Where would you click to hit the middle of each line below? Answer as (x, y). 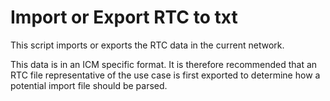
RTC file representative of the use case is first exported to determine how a (165, 75)
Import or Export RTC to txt (124, 17)
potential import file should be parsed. (89, 85)
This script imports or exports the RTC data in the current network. (147, 45)
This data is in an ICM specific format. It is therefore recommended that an (164, 64)
